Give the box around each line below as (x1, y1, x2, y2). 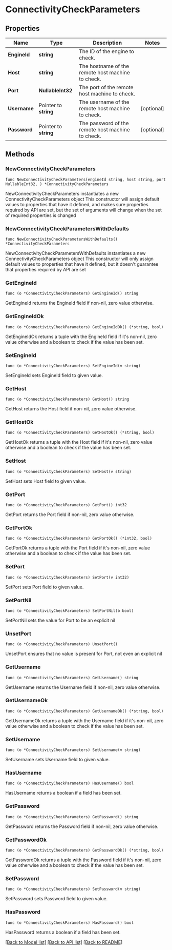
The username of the (79, 98, 130, 106)
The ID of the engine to (79, 48, 135, 55)
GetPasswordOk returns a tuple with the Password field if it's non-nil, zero (5, 857, 162, 863)
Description (93, 39, 122, 46)
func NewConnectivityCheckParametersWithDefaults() (5, 236, 118, 242)
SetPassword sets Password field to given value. (5, 896, 108, 902)
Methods (5, 150, 35, 159)
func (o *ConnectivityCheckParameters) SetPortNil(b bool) (5, 608, 134, 613)
